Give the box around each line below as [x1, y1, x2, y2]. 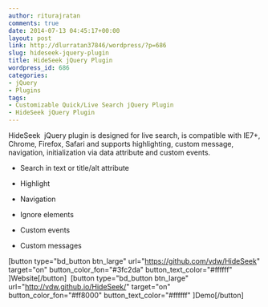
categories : [8, 71, 48, 79]
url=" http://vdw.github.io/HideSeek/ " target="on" [8, 282, 171, 291]
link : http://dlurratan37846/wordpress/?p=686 [8, 42, 167, 50]
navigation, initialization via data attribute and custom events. [8, 147, 211, 157]
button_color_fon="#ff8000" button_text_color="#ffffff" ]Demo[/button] [8, 290, 245, 300]
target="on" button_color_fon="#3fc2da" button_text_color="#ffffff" [8, 265, 233, 274]
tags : [8, 94, 26, 102]
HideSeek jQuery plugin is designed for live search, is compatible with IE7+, [8, 131, 261, 140]
